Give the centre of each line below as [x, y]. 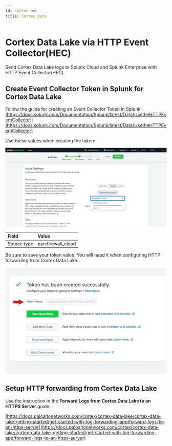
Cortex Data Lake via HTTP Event [77, 42]
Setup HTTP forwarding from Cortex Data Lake [81, 388]
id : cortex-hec [21, 11]
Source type [20, 244]
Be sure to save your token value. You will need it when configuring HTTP [83, 255]
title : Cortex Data [26, 16]
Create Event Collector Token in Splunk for [74, 89]
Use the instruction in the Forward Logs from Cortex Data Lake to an [78, 401]
